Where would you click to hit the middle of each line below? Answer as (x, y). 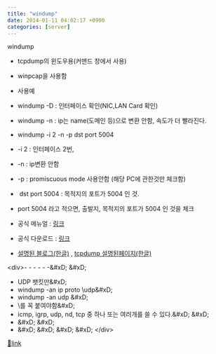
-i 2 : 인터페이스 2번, (46, 149)
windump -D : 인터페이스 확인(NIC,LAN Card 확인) (88, 106)
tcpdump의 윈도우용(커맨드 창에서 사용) (72, 61)
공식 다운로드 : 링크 (43, 238)
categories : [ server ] (39, 27)
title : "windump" (33, 14)
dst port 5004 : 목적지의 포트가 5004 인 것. (79, 194)
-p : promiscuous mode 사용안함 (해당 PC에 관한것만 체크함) (101, 179)
